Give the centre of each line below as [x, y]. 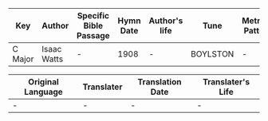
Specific [93, 16]
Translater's [226, 82]
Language [43, 92]
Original [43, 82]
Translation [160, 82]
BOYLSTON [213, 54]
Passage [93, 35]
